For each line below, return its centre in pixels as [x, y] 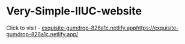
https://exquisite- [157, 28]
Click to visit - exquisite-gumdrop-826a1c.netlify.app [71, 28]
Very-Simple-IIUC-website [74, 11]
